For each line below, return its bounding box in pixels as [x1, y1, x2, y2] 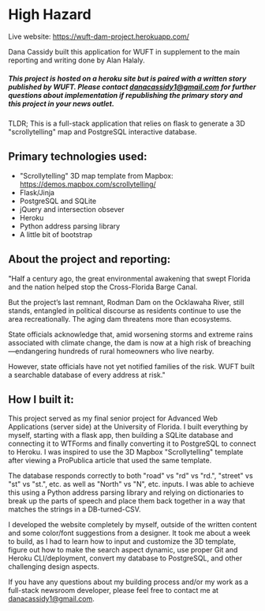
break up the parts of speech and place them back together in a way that [8, 496, 246, 506]
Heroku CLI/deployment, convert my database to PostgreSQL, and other [8, 553, 243, 563]
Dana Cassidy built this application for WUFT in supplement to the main [8, 47, 241, 56]
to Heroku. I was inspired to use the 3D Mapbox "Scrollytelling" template [8, 447, 244, 457]
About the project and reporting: [8, 253, 171, 266]
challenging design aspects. [8, 562, 100, 571]
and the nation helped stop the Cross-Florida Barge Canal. [8, 282, 198, 292]
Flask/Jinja [19, 187, 55, 197]
